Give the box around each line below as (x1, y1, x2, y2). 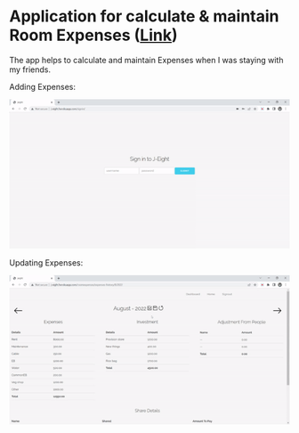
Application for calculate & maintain (9, 6, 279, 27)
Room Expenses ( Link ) (9, 25, 178, 45)
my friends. (9, 64, 52, 75)
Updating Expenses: (9, 257, 84, 268)
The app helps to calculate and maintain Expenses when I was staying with (9, 54, 284, 65)
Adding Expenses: (9, 81, 77, 92)
